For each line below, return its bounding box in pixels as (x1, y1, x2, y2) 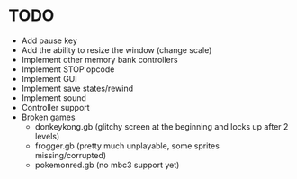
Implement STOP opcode (21, 64, 115, 75)
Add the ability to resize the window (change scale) (21, 44, 212, 55)
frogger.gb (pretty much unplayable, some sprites (34, 140, 220, 151)
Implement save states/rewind (21, 83, 134, 94)
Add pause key (21, 35, 78, 46)
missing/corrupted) (34, 149, 107, 160)
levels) (34, 130, 60, 141)
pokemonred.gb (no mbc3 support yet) (34, 159, 180, 170)
